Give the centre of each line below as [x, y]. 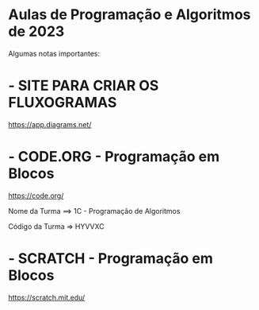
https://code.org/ [36, 196]
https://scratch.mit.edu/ [47, 297]
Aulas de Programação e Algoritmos [129, 15]
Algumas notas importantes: [54, 53]
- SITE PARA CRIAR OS [84, 86]
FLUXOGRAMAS [63, 103]
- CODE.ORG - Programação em [114, 157]
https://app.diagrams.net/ [50, 124]
